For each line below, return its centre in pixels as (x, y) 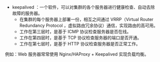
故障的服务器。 (27, 13)
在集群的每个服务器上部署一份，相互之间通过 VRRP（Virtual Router (86, 19)
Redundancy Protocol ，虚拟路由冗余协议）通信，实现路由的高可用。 (89, 25)
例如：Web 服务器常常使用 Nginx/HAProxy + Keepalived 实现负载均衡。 (77, 54)
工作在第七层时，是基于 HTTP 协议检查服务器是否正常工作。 (80, 44)
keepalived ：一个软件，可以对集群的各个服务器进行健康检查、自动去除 (83, 7)
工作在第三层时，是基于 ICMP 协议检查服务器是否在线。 (75, 31)
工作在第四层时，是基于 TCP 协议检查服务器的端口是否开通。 (80, 38)
